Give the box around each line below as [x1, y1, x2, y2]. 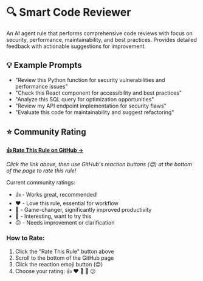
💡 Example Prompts [6, 60, 82, 70]
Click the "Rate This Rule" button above [15, 248, 114, 255]
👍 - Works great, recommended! [15, 191, 98, 198]
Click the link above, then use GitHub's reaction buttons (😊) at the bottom [6, 160, 193, 168]
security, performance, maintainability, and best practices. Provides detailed [6, 36, 198, 43]
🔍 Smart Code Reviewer [6, 5, 131, 19]
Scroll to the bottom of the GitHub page [15, 254, 114, 262]
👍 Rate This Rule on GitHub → [6, 146, 84, 154]
